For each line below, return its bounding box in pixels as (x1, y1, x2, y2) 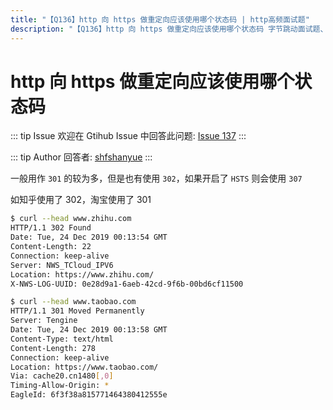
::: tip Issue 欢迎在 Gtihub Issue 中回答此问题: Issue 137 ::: (10, 130, 247, 142)
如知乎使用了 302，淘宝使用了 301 (10, 194, 152, 206)
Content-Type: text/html (10, 334, 114, 344)
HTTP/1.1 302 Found (10, 223, 92, 233)
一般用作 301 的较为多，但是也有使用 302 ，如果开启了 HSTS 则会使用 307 (10, 172, 303, 185)
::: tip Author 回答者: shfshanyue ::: (10, 151, 153, 163)
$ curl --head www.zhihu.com (10, 214, 132, 224)
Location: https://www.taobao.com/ (10, 362, 159, 372)
